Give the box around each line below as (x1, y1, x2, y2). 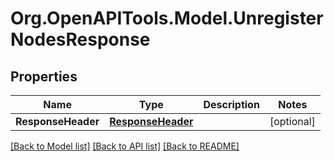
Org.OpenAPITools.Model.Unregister (10, 7, 324, 30)
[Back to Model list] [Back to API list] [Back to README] (10, 140, 240, 152)
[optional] (269, 115, 316, 128)
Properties (10, 68, 78, 85)
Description (203, 98, 260, 111)
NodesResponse (10, 28, 151, 51)
